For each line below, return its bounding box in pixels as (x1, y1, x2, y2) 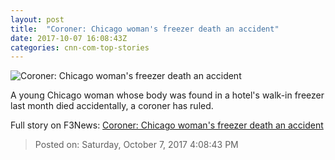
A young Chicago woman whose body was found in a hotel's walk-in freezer (10, 89, 325, 101)
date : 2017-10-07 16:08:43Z (10, 33, 128, 43)
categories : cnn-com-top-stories (10, 42, 150, 53)
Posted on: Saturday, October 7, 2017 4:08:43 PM (34, 139, 239, 151)
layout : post (10, 14, 65, 25)
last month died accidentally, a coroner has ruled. (10, 100, 214, 112)
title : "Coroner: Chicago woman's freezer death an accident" (10, 24, 280, 34)
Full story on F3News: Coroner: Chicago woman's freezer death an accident (10, 119, 324, 131)
